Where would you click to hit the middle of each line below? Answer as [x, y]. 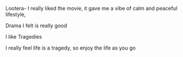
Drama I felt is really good [36, 26]
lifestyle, [16, 14]
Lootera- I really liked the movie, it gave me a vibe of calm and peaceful [91, 8]
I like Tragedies [24, 37]
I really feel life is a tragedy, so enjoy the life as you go [71, 48]
